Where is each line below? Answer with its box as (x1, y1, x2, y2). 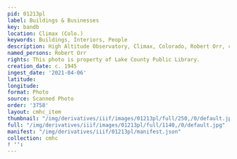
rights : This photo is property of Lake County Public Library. (7, 56, 200, 63)
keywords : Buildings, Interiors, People (7, 37, 128, 44)
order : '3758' (7, 102, 49, 109)
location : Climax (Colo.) (7, 30, 83, 37)
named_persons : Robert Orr (7, 50, 87, 57)
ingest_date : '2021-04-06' (7, 69, 87, 76)
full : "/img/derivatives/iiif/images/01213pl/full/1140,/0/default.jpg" (7, 121, 226, 129)
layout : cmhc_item (7, 108, 61, 115)
